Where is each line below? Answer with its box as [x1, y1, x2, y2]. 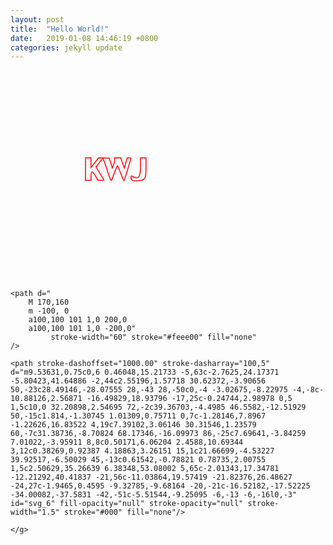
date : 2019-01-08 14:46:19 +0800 [10, 33, 159, 43]
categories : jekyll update [10, 42, 123, 53]
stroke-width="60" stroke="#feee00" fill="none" [50, 332, 257, 343]
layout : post [10, 14, 65, 25]
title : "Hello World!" [10, 24, 110, 34]
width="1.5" [10, 507, 60, 518]
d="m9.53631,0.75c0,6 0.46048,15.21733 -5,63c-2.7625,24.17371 [10, 367, 280, 378]
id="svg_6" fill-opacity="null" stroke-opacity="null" [10, 499, 244, 509]
